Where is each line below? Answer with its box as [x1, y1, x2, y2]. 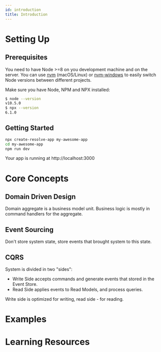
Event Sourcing [5, 225, 54, 234]
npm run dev [5, 146, 30, 151]
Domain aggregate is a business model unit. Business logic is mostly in [5, 206, 150, 212]
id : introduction [5, 7, 41, 12]
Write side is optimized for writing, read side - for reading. [5, 296, 124, 302]
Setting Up [5, 33, 50, 45]
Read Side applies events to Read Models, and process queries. [12, 287, 143, 293]
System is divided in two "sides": [5, 266, 73, 272]
